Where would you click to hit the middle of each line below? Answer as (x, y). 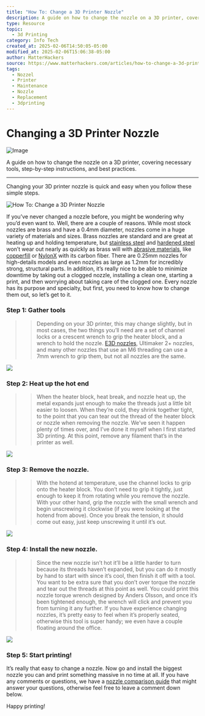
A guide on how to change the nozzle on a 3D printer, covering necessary (99, 162)
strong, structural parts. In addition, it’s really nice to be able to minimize (97, 268)
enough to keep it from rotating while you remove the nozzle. (113, 496)
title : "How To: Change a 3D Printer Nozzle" (65, 12)
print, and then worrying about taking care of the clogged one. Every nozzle (102, 282)
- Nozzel (23, 75)
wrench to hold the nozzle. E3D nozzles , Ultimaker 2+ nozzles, (115, 343)
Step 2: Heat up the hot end (48, 383)
